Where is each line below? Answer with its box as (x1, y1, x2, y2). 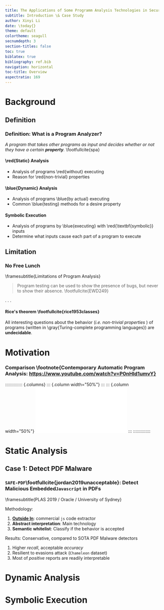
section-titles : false (5, 44, 51, 49)
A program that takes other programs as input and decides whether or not (5, 142, 155, 147)
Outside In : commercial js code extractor (12, 515, 96, 521)
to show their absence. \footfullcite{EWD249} (17, 288, 109, 294)
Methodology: (5, 506, 33, 512)
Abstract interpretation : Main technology (12, 520, 96, 527)
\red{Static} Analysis (5, 158, 49, 163)
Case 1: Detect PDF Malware (5, 465, 92, 473)
